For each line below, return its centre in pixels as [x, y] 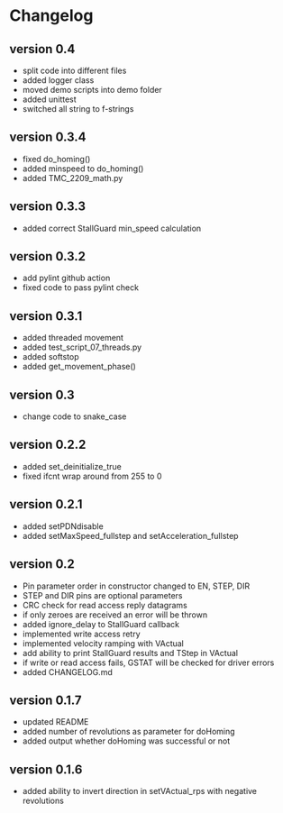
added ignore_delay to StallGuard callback [101, 624]
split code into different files [74, 70]
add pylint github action [66, 278]
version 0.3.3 [47, 207]
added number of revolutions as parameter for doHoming [129, 732]
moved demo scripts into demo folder [92, 90]
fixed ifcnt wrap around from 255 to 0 [92, 476]
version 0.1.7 [46, 700]
